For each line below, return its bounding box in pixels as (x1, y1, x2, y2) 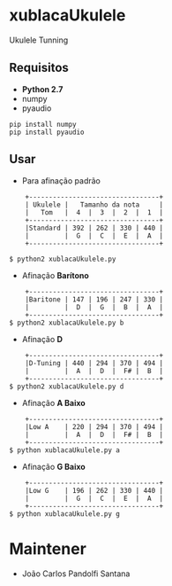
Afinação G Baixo (21, 461, 86, 472)
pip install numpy (9, 120, 77, 129)
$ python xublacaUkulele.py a (9, 445, 121, 455)
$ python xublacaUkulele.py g (9, 509, 121, 519)
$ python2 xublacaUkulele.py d (9, 382, 124, 391)
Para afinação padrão (21, 175, 101, 186)
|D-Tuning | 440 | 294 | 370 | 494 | (25, 358, 164, 368)
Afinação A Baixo (21, 397, 86, 408)
